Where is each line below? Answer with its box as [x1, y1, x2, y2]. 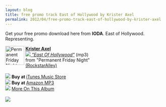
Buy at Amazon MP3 [11, 80, 54, 86]
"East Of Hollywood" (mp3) [31, 51, 89, 58]
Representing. [5, 36, 34, 42]
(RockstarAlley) [25, 63, 57, 69]
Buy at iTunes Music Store [11, 74, 67, 80]
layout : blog [5, 7, 33, 13]
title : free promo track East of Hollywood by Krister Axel [5, 12, 135, 17]
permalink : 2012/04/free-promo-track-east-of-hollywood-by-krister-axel [5, 17, 161, 22]
